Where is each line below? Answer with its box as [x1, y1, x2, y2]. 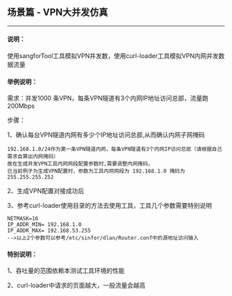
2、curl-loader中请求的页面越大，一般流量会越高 [7, 282, 146, 290]
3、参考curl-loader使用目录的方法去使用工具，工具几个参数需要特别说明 [7, 201, 213, 210]
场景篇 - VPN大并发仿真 [7, 6, 108, 19]
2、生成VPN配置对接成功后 [7, 187, 84, 195]
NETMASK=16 [7, 215, 39, 222]
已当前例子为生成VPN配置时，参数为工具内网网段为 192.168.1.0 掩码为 [7, 168, 185, 175]
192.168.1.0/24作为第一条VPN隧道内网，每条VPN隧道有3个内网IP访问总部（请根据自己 [7, 146, 222, 153]
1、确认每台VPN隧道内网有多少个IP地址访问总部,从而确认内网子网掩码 [7, 130, 205, 139]
